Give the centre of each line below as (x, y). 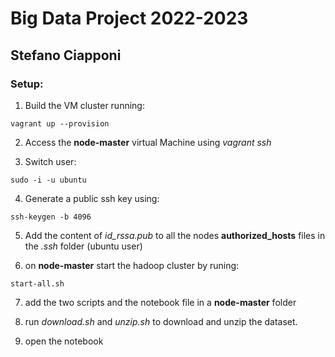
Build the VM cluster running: (84, 105)
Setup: (27, 84)
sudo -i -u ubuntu (48, 180)
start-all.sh (37, 283)
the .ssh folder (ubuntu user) (83, 246)
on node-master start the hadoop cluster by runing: (132, 265)
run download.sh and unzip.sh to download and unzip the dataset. (161, 321)
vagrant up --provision (60, 123)
